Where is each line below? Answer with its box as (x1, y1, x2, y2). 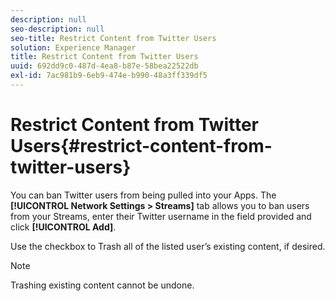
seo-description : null (10, 24, 105, 34)
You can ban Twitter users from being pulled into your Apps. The (10, 189, 277, 201)
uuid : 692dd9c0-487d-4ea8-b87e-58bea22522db (10, 61, 199, 71)
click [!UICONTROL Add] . (10, 221, 117, 233)
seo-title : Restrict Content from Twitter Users (10, 33, 217, 43)
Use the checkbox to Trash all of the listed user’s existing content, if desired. (10, 240, 326, 252)
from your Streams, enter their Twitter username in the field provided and (10, 210, 312, 222)
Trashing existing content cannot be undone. (10, 279, 195, 291)
